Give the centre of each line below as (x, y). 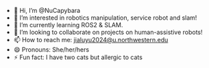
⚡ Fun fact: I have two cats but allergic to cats (78, 57)
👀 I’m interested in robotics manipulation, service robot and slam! (105, 18)
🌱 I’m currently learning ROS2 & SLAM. (68, 25)
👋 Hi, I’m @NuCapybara (47, 11)
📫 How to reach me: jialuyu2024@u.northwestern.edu (91, 40)
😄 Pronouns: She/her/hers (51, 50)
